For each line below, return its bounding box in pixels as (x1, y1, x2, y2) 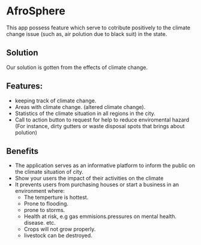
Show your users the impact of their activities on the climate (14, 175, 164, 182)
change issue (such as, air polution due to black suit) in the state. (6, 30, 167, 37)
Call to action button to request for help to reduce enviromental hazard (14, 116, 190, 123)
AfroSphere (6, 4, 66, 18)
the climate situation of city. (14, 168, 84, 176)
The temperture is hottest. (23, 193, 89, 201)
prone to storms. (23, 207, 65, 214)
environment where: (14, 187, 65, 195)
